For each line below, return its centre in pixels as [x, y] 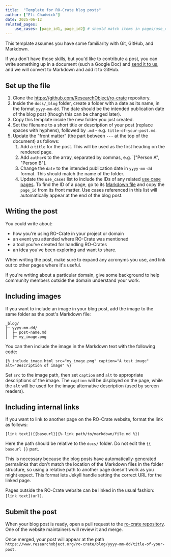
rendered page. [36, 152]
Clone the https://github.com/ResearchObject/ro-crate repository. [82, 98]
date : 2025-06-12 [24, 19]
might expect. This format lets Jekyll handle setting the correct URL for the [83, 475]
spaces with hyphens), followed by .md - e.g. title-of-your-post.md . [84, 130]
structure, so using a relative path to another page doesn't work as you [80, 470]
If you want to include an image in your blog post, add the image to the [79, 308]
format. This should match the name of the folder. [72, 173]
